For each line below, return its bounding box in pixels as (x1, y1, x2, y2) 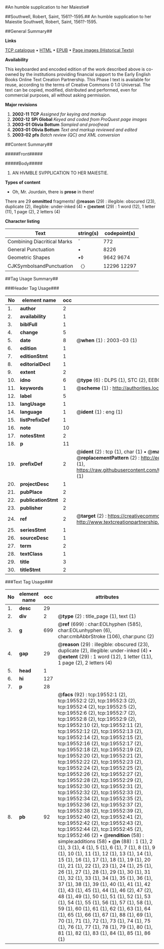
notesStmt (20, 433, 45, 439)
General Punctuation (7, 246, 55, 253)
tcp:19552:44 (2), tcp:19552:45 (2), (58, 826, 143, 833)
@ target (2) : (76, 512, 107, 519)
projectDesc (20, 481, 49, 487)
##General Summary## (5, 28, 52, 34)
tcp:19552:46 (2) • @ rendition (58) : (58, 832, 144, 838)
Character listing (5, 218, 40, 224)
